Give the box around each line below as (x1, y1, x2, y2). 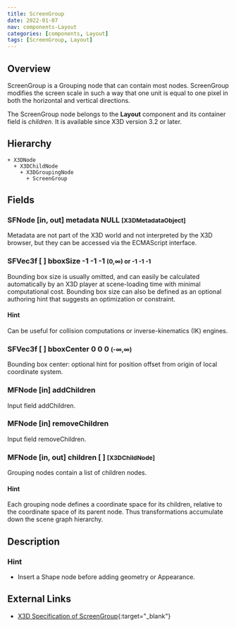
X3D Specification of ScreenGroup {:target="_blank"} (17, 612, 171, 620)
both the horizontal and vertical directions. (7, 96, 130, 104)
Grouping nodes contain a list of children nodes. (7, 468, 147, 477)
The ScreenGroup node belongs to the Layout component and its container (7, 110, 226, 118)
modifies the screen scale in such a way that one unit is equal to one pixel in (7, 89, 229, 97)
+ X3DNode (7, 156, 37, 163)
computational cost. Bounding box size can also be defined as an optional (7, 287, 222, 296)
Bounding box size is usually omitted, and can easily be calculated (7, 272, 200, 280)
